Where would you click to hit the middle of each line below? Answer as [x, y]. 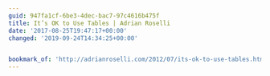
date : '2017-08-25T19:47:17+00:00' [68, 30]
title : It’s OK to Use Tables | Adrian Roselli [90, 23]
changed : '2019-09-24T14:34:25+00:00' [73, 38]
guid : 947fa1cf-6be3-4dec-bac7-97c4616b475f [84, 16]
